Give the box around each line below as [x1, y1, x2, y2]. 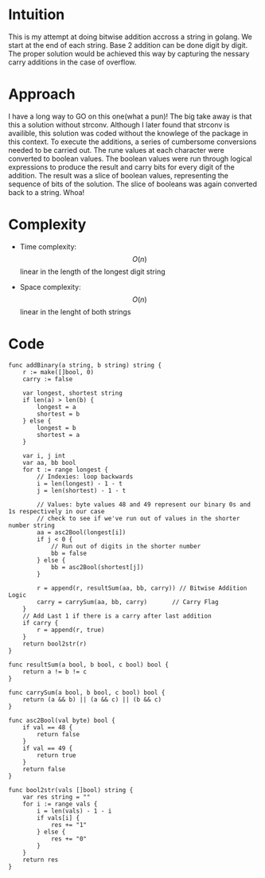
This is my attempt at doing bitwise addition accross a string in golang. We [8, 32, 252, 41]
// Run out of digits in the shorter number [50, 542, 201, 550]
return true [37, 751, 77, 759]
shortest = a [37, 431, 80, 439]
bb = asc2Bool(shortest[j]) [50, 563, 145, 571]
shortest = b [37, 410, 80, 418]
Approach [8, 85, 76, 103]
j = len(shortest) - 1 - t [37, 486, 127, 494]
